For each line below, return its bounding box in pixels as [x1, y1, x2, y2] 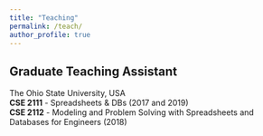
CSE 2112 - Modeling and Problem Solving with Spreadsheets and [9, 107, 255, 118]
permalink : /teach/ [9, 22, 83, 31]
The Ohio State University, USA [9, 88, 127, 99]
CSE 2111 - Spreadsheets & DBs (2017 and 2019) [9, 97, 189, 109]
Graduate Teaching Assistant [9, 63, 178, 79]
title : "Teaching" [9, 13, 79, 23]
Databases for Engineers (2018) [9, 117, 128, 128]
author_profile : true [9, 30, 91, 39]
